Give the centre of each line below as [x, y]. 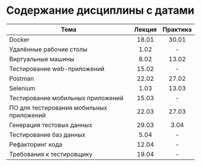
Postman [22, 79]
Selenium [22, 88]
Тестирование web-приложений [57, 68]
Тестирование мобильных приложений [66, 98]
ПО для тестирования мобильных [58, 107]
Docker [19, 40]
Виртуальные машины [42, 59]
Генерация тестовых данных [51, 125]
